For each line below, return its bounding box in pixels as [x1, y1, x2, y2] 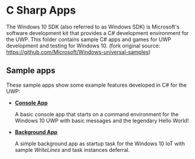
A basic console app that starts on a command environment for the [14, 110, 179, 117]
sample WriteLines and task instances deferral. [14, 146, 130, 153]
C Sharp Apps [6, 4, 76, 17]
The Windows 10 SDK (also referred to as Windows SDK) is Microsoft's [6, 23, 180, 30]
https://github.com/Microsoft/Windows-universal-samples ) [6, 48, 151, 55]
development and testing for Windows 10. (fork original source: [6, 42, 161, 49]
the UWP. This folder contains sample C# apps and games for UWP [6, 36, 171, 43]
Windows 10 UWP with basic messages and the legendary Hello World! [14, 117, 189, 124]
